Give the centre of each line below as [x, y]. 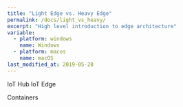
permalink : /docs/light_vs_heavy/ [57, 20]
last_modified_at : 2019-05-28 [51, 64]
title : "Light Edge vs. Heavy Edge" [60, 13]
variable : [21, 33]
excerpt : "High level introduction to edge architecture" [92, 26]
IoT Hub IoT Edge [32, 84]
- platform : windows [43, 39]
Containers [23, 97]
